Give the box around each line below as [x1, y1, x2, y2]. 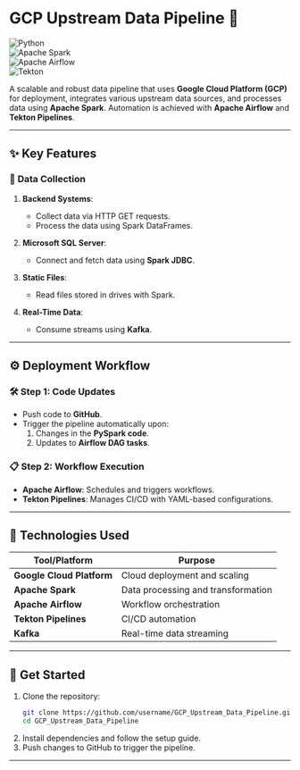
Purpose [178, 554, 216, 566]
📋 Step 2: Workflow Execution [9, 460, 145, 473]
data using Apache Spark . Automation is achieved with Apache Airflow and [9, 102, 290, 113]
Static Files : [21, 272, 67, 282]
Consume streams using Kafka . [35, 323, 153, 334]
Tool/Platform [33, 554, 94, 566]
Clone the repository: [21, 691, 101, 702]
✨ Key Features [9, 146, 96, 162]
